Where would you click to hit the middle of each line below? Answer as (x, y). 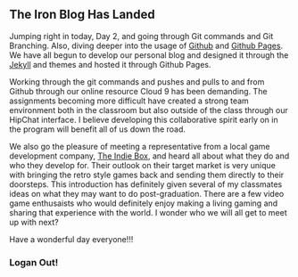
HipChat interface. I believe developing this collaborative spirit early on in (144, 119)
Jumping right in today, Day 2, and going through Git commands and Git (141, 36)
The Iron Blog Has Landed (82, 15)
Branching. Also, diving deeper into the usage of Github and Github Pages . (146, 45)
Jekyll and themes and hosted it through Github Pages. (110, 64)
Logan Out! (34, 262)
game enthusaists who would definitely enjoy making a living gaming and (144, 203)
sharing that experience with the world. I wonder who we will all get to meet (148, 212)
